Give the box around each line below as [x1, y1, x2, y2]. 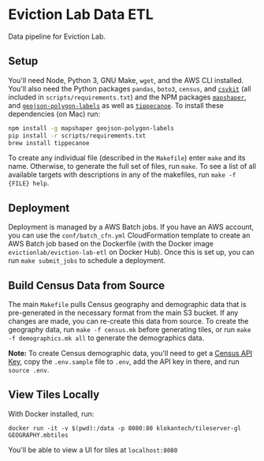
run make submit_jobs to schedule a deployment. [8, 256, 165, 265]
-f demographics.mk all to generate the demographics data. [8, 333, 205, 343]
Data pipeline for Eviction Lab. [8, 32, 106, 41]
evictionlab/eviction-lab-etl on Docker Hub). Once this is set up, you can [8, 247, 255, 257]
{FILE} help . [8, 178, 50, 188]
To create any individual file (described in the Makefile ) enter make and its [8, 153, 246, 163]
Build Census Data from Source [8, 279, 165, 292]
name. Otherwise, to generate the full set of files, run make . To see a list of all [8, 162, 256, 171]
